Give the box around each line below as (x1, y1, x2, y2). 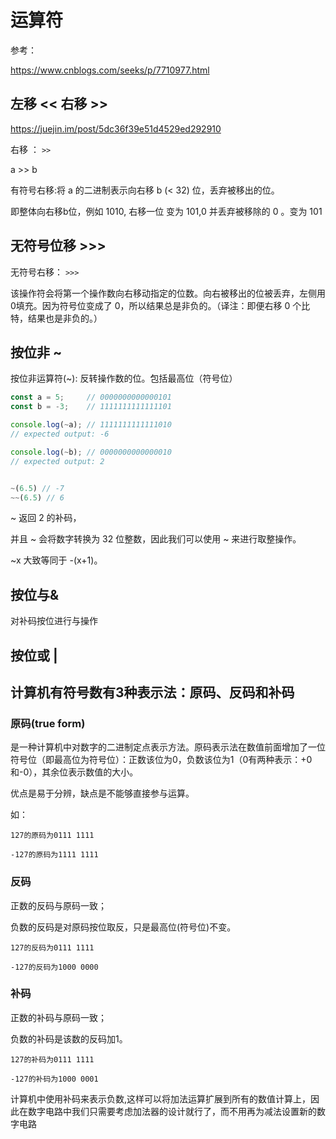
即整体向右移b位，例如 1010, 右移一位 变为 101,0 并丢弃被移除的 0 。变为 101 (10, 205, 323, 217)
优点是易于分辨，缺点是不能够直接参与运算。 (10, 787, 195, 800)
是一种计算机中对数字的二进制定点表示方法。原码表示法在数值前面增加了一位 (10, 741, 326, 753)
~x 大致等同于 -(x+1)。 (10, 554, 103, 566)
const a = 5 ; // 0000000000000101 (10, 392, 172, 403)
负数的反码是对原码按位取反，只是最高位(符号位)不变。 (10, 921, 237, 933)
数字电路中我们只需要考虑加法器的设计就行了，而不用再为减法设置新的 (27, 1105, 317, 1117)
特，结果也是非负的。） (10, 312, 103, 324)
